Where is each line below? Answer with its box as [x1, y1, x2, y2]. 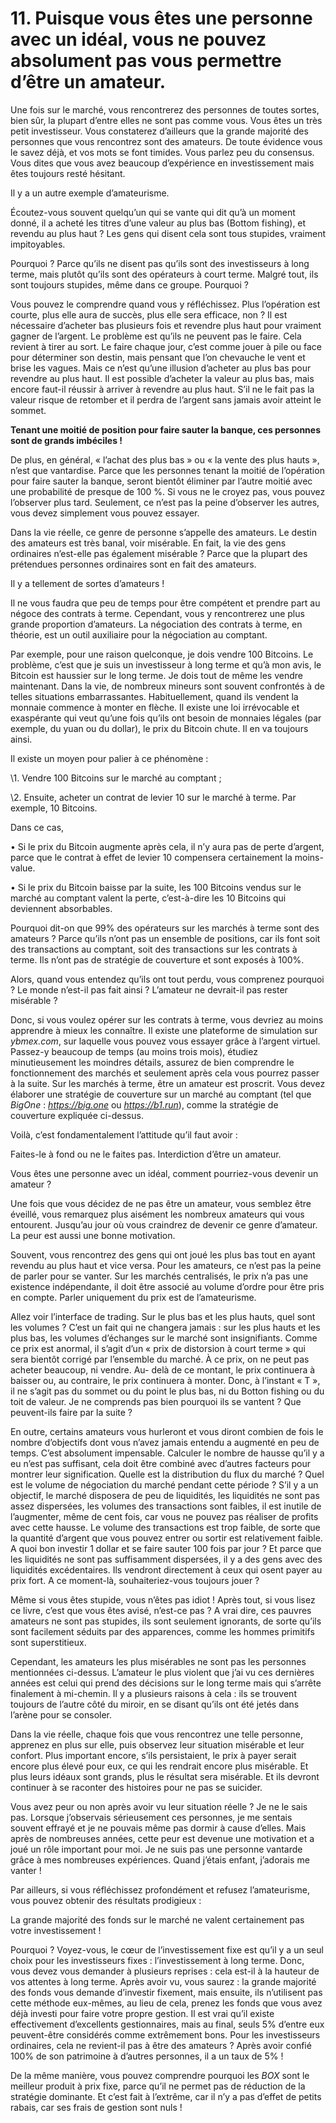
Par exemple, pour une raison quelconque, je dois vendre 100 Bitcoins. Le [10, 648, 314, 660]
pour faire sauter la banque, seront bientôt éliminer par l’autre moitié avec [10, 475, 313, 487]
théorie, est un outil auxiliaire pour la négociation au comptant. [10, 628, 268, 641]
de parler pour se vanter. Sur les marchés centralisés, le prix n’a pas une [10, 1270, 309, 1282]
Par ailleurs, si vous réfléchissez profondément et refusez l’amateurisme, [10, 1883, 310, 1896]
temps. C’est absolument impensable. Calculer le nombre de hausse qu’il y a [10, 1447, 325, 1459]
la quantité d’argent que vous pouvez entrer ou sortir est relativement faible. [10, 1532, 323, 1544]
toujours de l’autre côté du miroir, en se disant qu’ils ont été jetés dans [10, 1698, 300, 1710]
